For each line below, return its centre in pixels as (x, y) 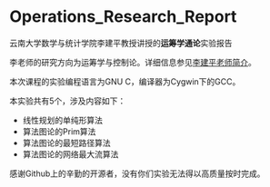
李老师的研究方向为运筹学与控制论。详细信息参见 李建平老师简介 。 (133, 62)
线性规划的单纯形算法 (62, 120)
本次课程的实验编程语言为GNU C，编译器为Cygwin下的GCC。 (125, 81)
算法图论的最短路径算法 (66, 143)
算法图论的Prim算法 (59, 131)
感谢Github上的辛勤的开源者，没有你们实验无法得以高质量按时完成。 (137, 173)
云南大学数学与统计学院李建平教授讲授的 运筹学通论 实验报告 (121, 43)
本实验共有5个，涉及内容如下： (68, 101)
